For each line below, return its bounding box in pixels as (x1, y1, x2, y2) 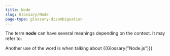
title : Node (5, 7, 30, 12)
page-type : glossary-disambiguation (5, 16, 83, 21)
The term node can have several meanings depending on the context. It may (5, 30, 165, 36)
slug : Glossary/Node (5, 12, 49, 17)
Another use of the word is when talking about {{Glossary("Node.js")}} (5, 45, 153, 51)
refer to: (5, 35, 22, 41)
